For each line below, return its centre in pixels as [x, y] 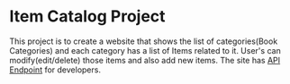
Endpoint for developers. [55, 70]
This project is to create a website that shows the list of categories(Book [144, 41]
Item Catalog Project [87, 17]
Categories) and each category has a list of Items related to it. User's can [145, 50]
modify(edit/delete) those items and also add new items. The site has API [145, 60]
